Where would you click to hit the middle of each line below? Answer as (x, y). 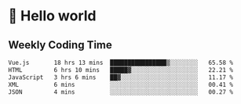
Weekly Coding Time (60, 45)
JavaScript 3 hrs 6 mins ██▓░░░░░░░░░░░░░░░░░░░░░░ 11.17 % (121, 77)
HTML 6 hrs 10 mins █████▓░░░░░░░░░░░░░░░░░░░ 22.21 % (121, 70)
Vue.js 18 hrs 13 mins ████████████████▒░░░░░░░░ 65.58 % (121, 63)
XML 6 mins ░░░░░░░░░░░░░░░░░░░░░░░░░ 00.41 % (121, 84)
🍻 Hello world (52, 16)
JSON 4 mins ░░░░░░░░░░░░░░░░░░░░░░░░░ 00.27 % (121, 92)
